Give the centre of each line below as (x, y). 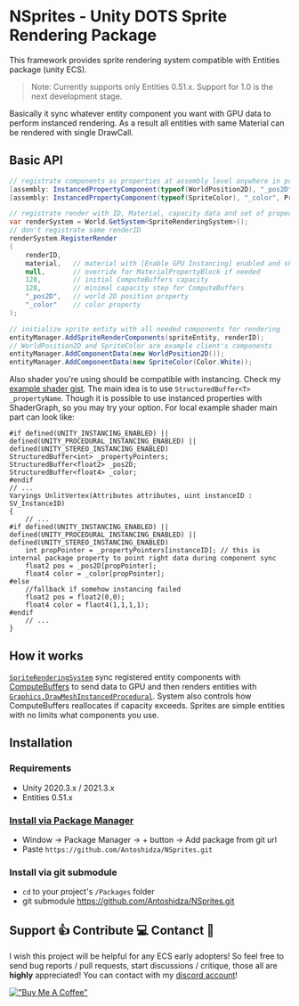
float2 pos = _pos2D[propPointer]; (91, 566)
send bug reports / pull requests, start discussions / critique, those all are (143, 966)
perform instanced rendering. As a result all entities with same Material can (147, 123)
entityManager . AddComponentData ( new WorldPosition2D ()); (117, 354)
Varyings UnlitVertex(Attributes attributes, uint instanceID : (131, 496)
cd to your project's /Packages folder (88, 892)
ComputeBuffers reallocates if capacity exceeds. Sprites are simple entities (147, 705)
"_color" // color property (83, 305)
